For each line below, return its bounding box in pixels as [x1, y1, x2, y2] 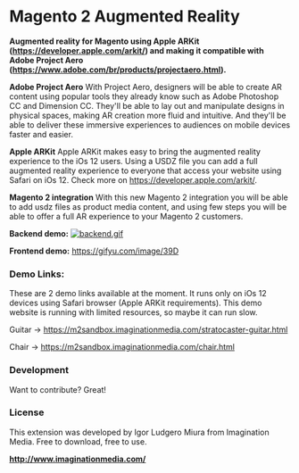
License [9, 406, 45, 419]
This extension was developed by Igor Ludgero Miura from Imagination [9, 427, 270, 437]
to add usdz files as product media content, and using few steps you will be [9, 201, 287, 212]
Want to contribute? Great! [9, 384, 107, 394]
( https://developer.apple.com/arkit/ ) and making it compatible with [9, 45, 265, 55]
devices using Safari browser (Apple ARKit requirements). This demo [9, 297, 262, 309]
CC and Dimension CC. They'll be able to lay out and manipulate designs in [9, 100, 285, 111]
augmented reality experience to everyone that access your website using [9, 165, 282, 176]
